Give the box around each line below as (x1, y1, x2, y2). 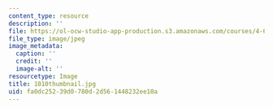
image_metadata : (8, 42, 63, 50)
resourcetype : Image (8, 72, 79, 80)
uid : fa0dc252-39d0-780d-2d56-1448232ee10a (8, 87, 158, 96)
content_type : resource (8, 11, 89, 20)
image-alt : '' (15, 65, 63, 73)
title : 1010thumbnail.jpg (8, 80, 96, 88)
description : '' (8, 19, 63, 28)
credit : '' (15, 58, 53, 66)
